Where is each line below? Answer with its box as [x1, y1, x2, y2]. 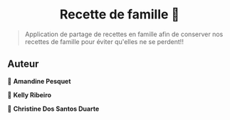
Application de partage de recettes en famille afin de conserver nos [24, 30, 224, 38]
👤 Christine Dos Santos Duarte [7, 104, 100, 113]
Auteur [7, 58, 39, 70]
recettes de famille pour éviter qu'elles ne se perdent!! [24, 37, 184, 45]
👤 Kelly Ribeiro [7, 90, 52, 99]
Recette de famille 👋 [59, 6, 180, 23]
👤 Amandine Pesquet [7, 77, 71, 85]
